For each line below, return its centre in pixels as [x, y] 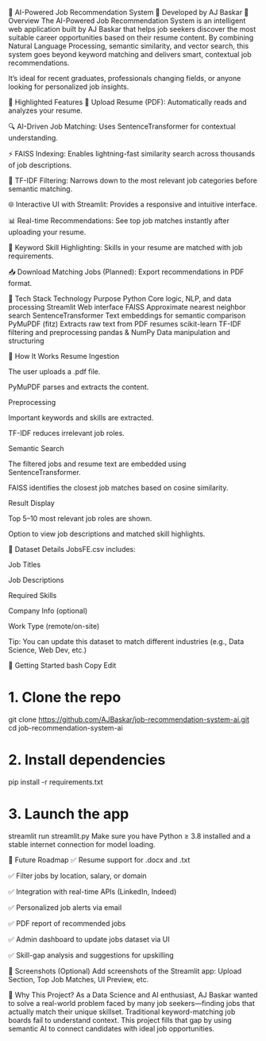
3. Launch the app [69, 814]
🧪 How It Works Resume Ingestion [64, 356]
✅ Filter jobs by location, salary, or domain [77, 875]
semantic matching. [40, 189]
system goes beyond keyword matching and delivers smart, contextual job [130, 54]
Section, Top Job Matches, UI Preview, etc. [79, 979]
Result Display [32, 503]
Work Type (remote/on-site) [54, 626]
